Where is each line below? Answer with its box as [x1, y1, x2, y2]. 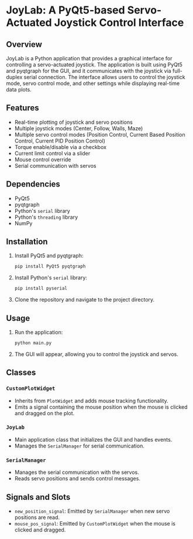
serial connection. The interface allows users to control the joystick [23, 74, 185, 80]
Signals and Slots [6, 492, 71, 502]
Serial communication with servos [14, 162, 96, 169]
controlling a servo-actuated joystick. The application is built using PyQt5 [6, 61, 183, 68]
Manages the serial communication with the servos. [14, 469, 139, 476]
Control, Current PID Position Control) [14, 137, 105, 144]
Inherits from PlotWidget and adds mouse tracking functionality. [14, 397, 168, 404]
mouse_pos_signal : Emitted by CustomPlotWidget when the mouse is [14, 520, 175, 527]
